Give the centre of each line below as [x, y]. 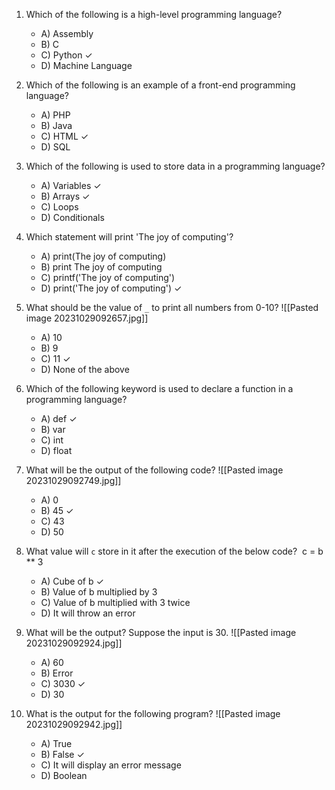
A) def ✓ [59, 418]
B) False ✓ [62, 754]
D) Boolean [64, 775]
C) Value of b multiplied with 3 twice [115, 602]
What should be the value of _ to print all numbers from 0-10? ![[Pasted [172, 307]
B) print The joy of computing [101, 267]
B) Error [57, 673]
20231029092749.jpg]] [73, 480]
